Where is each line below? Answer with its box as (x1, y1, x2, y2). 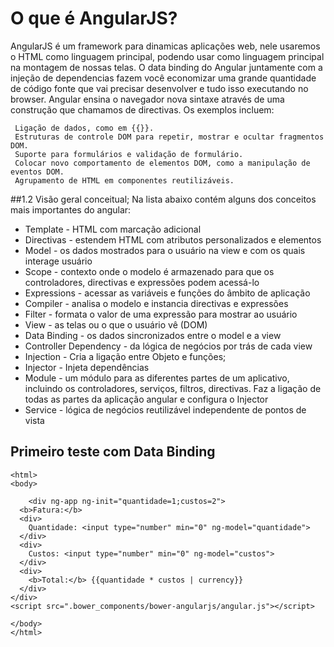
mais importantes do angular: (10, 203, 132, 216)
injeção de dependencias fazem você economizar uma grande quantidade (10, 72, 317, 84)
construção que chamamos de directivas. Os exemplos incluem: (10, 103, 275, 116)
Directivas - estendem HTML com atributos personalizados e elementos (24, 233, 322, 246)
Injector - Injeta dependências (24, 361, 150, 373)
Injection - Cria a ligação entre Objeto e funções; (24, 350, 227, 362)
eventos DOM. (10, 167, 65, 177)
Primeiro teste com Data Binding (10, 443, 216, 461)
